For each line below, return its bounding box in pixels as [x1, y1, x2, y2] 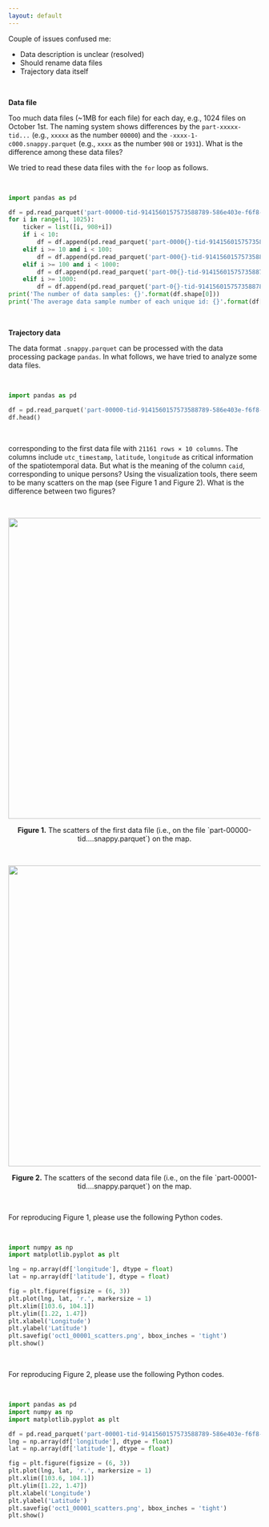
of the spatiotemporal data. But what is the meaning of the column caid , [8, 461, 246, 470]
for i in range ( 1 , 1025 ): [8, 216, 94, 224]
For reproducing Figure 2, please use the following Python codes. [8, 1370, 224, 1379]
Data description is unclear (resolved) [19, 49, 145, 59]
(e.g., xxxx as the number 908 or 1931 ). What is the [78, 138, 243, 148]
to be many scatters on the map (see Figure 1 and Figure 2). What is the [8, 477, 244, 487]
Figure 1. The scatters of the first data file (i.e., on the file [17, 825, 206, 835]
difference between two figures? [8, 486, 116, 496]
